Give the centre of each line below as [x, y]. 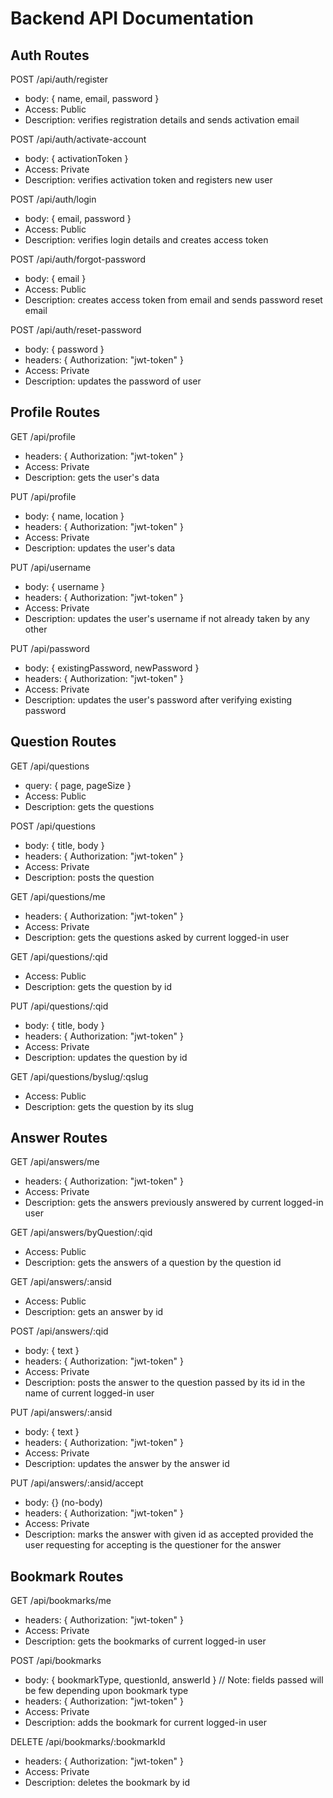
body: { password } [64, 349]
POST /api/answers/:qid [59, 1331]
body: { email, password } [78, 218]
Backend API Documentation [132, 18]
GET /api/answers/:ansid [61, 1282]
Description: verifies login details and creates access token [146, 240]
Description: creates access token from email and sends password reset [173, 300]
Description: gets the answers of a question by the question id [153, 1263]
